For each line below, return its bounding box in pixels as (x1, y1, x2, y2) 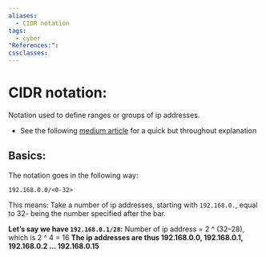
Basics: (8, 149, 46, 163)
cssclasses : (8, 49, 48, 57)
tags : (8, 27, 26, 35)
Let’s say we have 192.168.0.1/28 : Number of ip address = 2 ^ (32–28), (8, 224, 245, 234)
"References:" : (8, 42, 59, 50)
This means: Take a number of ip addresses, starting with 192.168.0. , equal (8, 200, 258, 210)
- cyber (15, 34, 42, 43)
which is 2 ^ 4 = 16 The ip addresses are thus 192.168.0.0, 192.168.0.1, (8, 232, 244, 242)
